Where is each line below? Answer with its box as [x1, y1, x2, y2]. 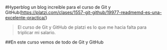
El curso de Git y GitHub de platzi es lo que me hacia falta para [17, 24, 146, 30]
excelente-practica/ [5, 15, 46, 20]
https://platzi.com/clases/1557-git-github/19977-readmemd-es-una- [20, 9, 162, 15]
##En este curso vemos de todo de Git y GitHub [5, 39, 104, 45]
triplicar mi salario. [17, 30, 56, 35]
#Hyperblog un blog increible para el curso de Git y [5, 4, 111, 10]
